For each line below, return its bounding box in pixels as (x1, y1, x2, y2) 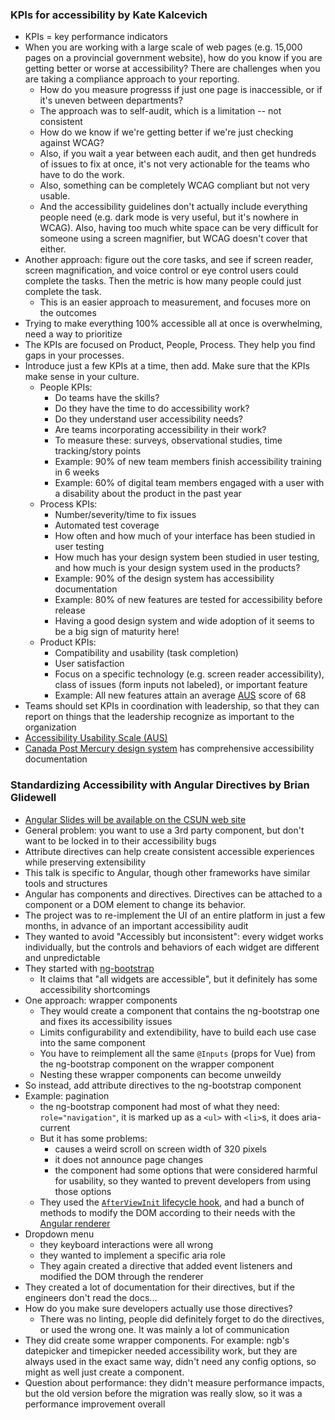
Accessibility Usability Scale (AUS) (24, 732, 168, 744)
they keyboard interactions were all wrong (39, 1238, 214, 1250)
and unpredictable (24, 951, 101, 963)
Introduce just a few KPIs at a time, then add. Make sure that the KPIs (24, 360, 310, 372)
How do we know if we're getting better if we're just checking (39, 126, 294, 138)
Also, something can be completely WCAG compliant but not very (39, 179, 310, 192)
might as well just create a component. (24, 1366, 185, 1378)
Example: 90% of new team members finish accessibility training (54, 456, 322, 468)
